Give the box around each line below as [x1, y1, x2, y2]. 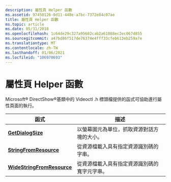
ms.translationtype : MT [5, 41, 56, 46]
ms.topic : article [5, 21, 44, 27]
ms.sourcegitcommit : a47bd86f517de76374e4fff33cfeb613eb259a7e [5, 36, 142, 41]
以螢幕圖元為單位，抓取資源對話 [77, 126, 154, 133]
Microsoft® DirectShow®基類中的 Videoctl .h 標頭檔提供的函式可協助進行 [5, 96, 158, 102]
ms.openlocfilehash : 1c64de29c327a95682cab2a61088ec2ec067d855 [5, 31, 142, 36]
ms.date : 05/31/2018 [5, 27, 49, 32]
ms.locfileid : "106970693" [5, 55, 63, 60]
